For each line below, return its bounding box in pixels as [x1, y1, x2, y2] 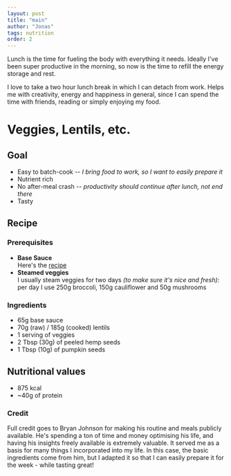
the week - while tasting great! [7, 461, 95, 469]
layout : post [7, 10, 45, 17]
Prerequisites [7, 238, 53, 248]
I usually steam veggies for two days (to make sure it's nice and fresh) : [17, 275, 220, 284]
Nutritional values [7, 365, 86, 377]
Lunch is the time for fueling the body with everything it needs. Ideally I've [7, 55, 219, 63]
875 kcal [17, 383, 42, 392]
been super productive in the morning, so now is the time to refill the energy [7, 62, 224, 71]
